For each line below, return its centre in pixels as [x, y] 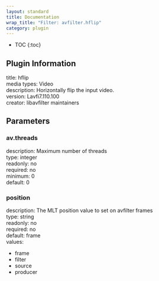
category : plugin [27, 28]
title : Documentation [33, 17]
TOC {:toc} [28, 45]
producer [26, 272]
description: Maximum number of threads [57, 151]
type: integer [22, 157]
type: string [20, 217]
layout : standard [27, 12]
